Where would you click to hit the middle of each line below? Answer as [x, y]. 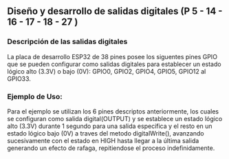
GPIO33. [19, 78]
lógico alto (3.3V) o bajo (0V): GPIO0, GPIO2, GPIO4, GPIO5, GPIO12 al [107, 71]
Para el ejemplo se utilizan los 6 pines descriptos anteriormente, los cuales [113, 111]
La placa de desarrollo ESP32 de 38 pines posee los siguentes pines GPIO [112, 56]
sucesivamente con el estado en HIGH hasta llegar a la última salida [103, 140]
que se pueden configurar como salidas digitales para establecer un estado [114, 64]
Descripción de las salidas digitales [67, 42]
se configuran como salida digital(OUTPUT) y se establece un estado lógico [115, 118]
